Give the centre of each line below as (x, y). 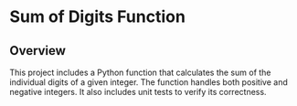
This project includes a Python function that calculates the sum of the (140, 72)
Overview (38, 51)
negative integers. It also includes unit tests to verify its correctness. (138, 92)
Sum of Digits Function (97, 17)
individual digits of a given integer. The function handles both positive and (148, 82)
